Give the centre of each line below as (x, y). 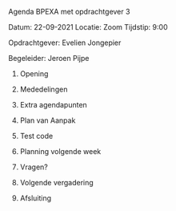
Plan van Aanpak (48, 120)
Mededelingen (44, 89)
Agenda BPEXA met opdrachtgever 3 (69, 12)
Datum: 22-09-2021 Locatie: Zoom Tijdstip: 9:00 (88, 27)
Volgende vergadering (56, 183)
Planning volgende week (60, 151)
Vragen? (34, 167)
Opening (34, 74)
